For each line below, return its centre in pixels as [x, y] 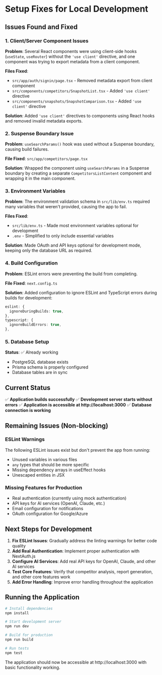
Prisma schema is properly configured [50, 367]
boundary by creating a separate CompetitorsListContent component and [78, 173]
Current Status [28, 388]
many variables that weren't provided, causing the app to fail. [66, 207]
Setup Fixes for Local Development [77, 9]
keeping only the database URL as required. [49, 250]
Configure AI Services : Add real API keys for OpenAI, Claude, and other [84, 561]
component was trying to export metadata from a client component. [73, 61]
